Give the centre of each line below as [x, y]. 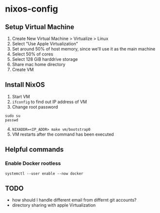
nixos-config [32, 9]
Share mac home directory [39, 64]
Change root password [35, 107]
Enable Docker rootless [33, 163]
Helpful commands [34, 150]
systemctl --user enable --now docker [44, 174]
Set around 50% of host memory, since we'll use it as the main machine [84, 49]
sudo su [13, 116]
